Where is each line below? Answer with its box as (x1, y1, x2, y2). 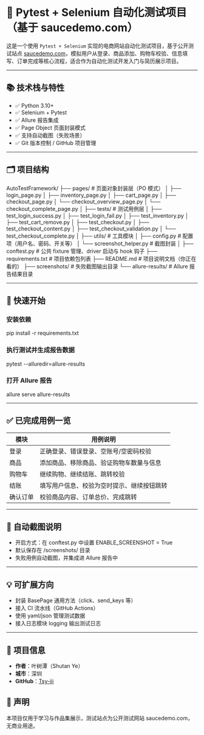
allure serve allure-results (6, 391, 70, 398)
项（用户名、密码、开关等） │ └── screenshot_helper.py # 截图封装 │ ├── (6, 240, 194, 247)
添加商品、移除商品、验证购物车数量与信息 (39, 458, 162, 467)
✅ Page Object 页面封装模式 (15, 124, 86, 131)
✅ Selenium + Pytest (15, 108, 67, 116)
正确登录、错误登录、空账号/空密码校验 (39, 447, 152, 455)
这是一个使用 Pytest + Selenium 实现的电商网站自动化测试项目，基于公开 (6, 42, 189, 49)
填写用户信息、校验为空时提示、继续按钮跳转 (39, 481, 168, 489)
